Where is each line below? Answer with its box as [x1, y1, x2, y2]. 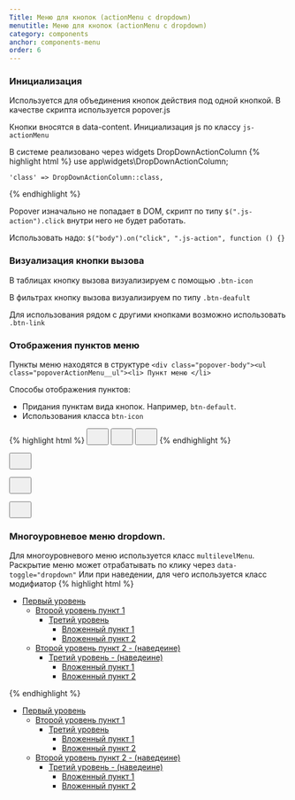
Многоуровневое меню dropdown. [9, 530, 166, 542]
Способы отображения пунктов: [9, 384, 131, 395]
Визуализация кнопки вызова [9, 254, 145, 267]
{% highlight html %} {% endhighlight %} [9, 435, 231, 446]
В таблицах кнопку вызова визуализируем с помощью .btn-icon [9, 275, 253, 285]
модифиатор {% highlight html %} [9, 579, 134, 589]
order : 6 [9, 46, 42, 55]
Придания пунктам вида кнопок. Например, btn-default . [21, 401, 237, 412]
